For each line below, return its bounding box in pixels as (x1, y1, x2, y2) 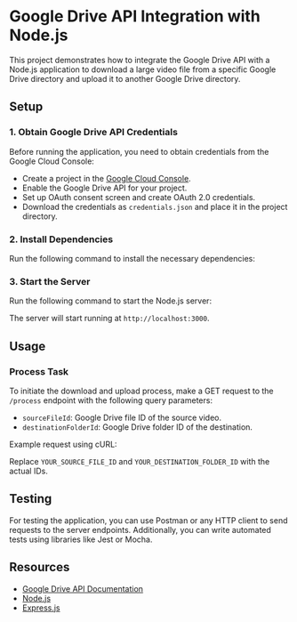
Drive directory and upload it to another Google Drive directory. (9, 73, 241, 84)
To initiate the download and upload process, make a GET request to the (9, 385, 274, 396)
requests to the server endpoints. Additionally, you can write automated (9, 524, 271, 535)
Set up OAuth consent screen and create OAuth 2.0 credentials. (21, 191, 256, 202)
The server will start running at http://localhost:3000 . (9, 313, 210, 324)
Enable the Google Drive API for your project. (21, 182, 188, 193)
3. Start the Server (9, 275, 91, 287)
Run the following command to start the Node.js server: (9, 295, 212, 306)
